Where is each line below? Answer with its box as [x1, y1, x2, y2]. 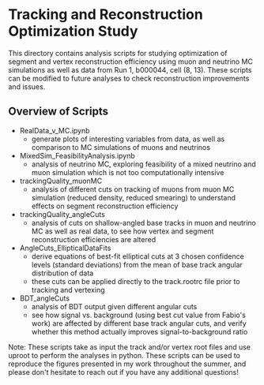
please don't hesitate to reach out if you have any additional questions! [8, 367, 239, 376]
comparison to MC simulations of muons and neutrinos [31, 142, 211, 151]
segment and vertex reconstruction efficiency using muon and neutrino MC [8, 57, 253, 66]
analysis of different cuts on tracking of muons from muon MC [31, 184, 235, 194]
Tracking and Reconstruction [8, 6, 203, 24]
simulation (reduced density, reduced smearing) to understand [31, 192, 236, 202]
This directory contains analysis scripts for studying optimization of [8, 48, 228, 58]
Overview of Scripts [8, 105, 109, 118]
